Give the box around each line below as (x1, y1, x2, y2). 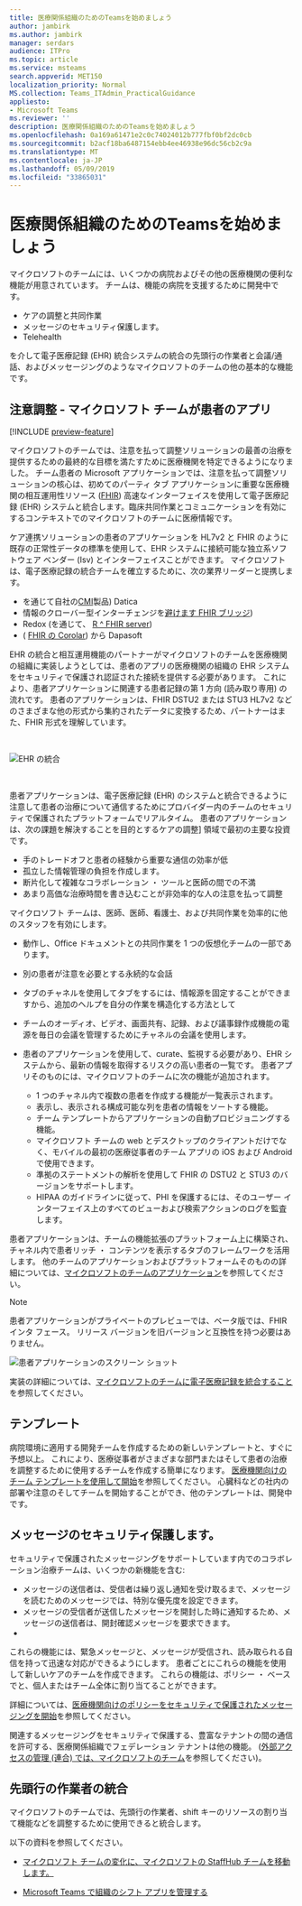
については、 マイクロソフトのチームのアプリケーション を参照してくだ (16, 1267, 277, 1278)
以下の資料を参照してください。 (9, 1837, 128, 1848)
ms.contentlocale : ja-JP (9, 155, 103, 165)
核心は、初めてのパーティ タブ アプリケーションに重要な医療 (56, 479, 282, 489)
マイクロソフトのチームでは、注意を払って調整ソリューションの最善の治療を (9, 445, 293, 456)
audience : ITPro (9, 47, 70, 56)
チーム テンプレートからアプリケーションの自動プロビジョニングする (35, 1113, 291, 1124)
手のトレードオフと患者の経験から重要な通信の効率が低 (22, 855, 228, 865)
